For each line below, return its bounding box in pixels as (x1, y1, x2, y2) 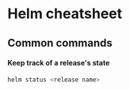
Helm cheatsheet (7, 5, 123, 23)
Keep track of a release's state (7, 58, 110, 68)
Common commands (7, 36, 113, 50)
